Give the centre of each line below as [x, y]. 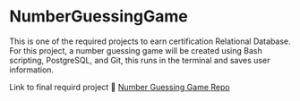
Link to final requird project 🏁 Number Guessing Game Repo [120, 87]
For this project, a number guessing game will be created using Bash [136, 50]
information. [32, 70]
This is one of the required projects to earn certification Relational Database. [150, 41]
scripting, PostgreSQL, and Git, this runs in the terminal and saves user [140, 60]
